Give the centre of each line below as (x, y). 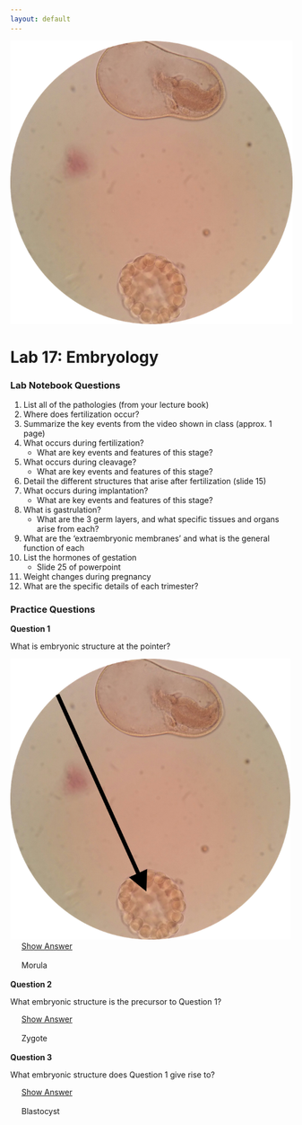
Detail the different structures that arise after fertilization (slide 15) (145, 482)
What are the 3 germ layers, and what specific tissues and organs (158, 519)
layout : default (40, 19)
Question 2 (31, 985)
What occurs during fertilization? (83, 443)
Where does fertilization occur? (81, 414)
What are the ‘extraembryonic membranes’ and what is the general (146, 538)
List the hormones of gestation (80, 558)
